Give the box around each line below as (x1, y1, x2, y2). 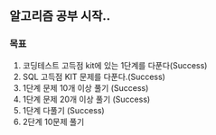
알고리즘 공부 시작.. (9, 8, 111, 24)
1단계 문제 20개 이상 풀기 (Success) (22, 94, 151, 104)
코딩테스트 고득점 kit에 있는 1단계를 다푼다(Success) (22, 59, 208, 70)
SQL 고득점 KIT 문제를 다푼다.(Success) (22, 71, 165, 82)
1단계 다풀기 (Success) (22, 104, 106, 115)
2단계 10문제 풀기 (22, 116, 85, 127)
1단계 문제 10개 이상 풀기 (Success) (22, 82, 149, 93)
